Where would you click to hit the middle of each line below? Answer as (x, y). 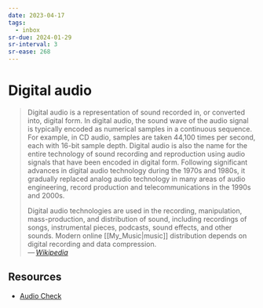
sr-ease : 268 (29, 52)
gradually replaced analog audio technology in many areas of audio (136, 179)
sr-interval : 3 (33, 45)
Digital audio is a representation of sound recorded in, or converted (136, 112)
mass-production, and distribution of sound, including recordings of (137, 219)
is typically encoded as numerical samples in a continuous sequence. (140, 129)
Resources (35, 277)
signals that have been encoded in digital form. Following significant (137, 162)
